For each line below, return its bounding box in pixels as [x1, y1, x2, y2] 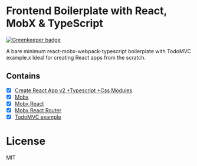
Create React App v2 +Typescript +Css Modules [14, 87, 133, 94]
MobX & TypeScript [6, 17, 103, 30]
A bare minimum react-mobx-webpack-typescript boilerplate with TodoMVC [6, 47, 192, 54]
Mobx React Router [14, 106, 62, 113]
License [6, 135, 46, 148]
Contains [6, 71, 40, 81]
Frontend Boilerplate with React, [6, 4, 167, 18]
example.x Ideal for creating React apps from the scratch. [6, 54, 146, 61]
